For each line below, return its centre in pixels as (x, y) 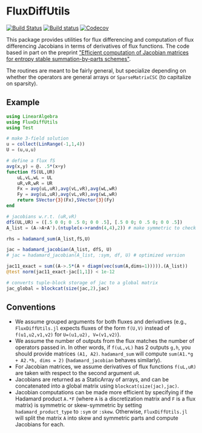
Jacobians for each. (40, 425)
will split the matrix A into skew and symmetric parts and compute (96, 418)
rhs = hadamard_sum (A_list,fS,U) (48, 239)
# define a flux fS (31, 161)
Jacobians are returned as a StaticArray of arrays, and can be (92, 380)
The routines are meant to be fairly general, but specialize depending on (96, 70)
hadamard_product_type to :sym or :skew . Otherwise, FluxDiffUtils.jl (101, 412)
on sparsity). (22, 83)
